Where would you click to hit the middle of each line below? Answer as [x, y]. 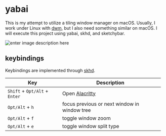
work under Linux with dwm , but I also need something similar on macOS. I [81, 28]
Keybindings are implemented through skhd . [50, 70]
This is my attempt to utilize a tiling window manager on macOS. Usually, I [80, 23]
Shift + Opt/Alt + [28, 91]
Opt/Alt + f [21, 118]
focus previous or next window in [101, 104]
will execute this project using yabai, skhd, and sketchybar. [65, 33]
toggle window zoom [86, 118]
